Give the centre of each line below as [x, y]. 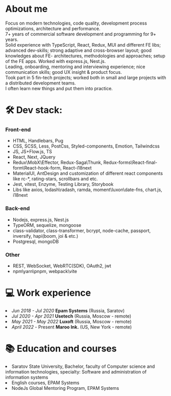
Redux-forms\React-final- [130, 162]
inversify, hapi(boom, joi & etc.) [45, 236]
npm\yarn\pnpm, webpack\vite [45, 272]
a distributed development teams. [41, 83]
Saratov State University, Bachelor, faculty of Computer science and [83, 366]
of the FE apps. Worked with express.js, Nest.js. [56, 61]
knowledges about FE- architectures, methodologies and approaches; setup [85, 56]
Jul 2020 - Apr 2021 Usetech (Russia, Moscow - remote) [72, 316]
